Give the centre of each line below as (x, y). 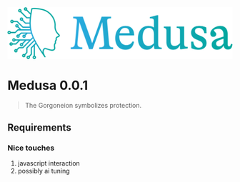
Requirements (39, 127)
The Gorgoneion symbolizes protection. (83, 105)
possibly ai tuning (44, 171)
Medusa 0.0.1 (47, 85)
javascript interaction (49, 163)
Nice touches (31, 148)
